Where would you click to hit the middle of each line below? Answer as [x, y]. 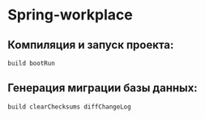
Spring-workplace [70, 15]
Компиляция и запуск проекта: [91, 45]
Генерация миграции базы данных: [102, 88]
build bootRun [32, 63]
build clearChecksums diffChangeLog [69, 107]
